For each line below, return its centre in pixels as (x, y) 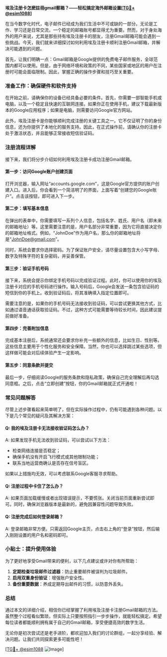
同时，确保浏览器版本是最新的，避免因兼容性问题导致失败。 (75, 504)
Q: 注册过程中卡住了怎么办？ (34, 486)
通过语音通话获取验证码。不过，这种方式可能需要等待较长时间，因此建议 (83, 310)
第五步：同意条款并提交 (29, 365)
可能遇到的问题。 (27, 49)
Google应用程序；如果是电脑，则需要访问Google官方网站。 (74, 110)
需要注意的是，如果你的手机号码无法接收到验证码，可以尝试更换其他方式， (81, 303)
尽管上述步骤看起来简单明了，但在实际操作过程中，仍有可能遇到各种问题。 (81, 409)
